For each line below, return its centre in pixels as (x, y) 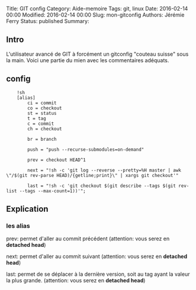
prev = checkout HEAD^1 (57, 160)
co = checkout (45, 108)
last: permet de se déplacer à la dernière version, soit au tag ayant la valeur (98, 274)
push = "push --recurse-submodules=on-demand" (86, 149)
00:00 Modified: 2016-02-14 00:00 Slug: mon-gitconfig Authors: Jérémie (95, 15)
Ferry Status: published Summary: (48, 21)
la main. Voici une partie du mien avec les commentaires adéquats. (88, 60)
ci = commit (42, 103)
